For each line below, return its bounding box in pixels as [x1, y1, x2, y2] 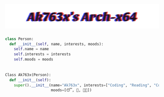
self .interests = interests [14, 52, 71, 57]
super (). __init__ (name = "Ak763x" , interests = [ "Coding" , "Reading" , [14, 82, 152, 88]
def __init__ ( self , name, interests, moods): [9, 41, 104, 46]
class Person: [5, 36, 34, 41]
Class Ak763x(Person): [5, 72, 51, 77]
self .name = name [14, 47, 49, 52]
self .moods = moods [14, 57, 54, 62]
